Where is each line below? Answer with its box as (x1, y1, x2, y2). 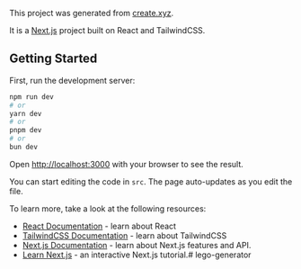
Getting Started (9, 51, 98, 67)
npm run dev (9, 92, 54, 102)
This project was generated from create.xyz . (9, 8, 174, 18)
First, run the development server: (9, 75, 136, 85)
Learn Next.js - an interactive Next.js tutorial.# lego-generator (22, 249, 252, 260)
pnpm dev (9, 126, 42, 135)
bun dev (9, 143, 39, 152)
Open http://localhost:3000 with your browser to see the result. (9, 158, 244, 169)
